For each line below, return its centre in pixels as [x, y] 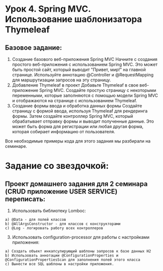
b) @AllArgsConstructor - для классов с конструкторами [63, 224]
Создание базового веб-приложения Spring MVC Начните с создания [85, 59]
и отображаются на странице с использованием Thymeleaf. [74, 100]
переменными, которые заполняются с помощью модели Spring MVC [85, 95]
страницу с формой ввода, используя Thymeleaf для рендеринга [80, 111]
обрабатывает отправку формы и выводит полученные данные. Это [83, 121]
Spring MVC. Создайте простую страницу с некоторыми [98, 90]
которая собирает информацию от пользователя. [63, 132]
